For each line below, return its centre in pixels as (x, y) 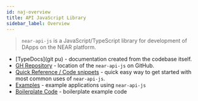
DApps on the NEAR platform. (59, 47)
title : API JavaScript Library (46, 18)
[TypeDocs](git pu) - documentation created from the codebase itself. (103, 59)
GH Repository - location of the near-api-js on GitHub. (85, 65)
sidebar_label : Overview (38, 23)
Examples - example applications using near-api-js (80, 85)
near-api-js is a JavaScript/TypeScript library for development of (104, 41)
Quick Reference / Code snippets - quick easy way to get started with (103, 72)
